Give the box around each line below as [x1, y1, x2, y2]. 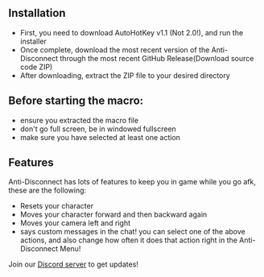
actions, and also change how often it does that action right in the [19, 235, 237, 245]
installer [19, 36, 47, 46]
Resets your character [19, 201, 94, 211]
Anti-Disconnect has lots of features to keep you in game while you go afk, [8, 177, 256, 187]
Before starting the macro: [8, 94, 144, 108]
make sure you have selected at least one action [19, 132, 181, 142]
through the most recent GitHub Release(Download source [60, 53, 254, 63]
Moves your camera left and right [19, 218, 131, 228]
